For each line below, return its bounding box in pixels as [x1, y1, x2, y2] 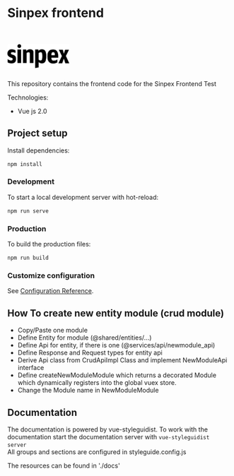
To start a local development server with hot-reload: [7, 193, 159, 201]
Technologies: [7, 93, 49, 102]
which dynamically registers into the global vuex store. [17, 379, 177, 387]
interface [17, 364, 45, 372]
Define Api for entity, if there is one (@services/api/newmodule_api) [17, 341, 216, 350]
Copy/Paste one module [17, 326, 88, 335]
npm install [7, 160, 42, 167]
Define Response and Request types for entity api [17, 348, 163, 357]
